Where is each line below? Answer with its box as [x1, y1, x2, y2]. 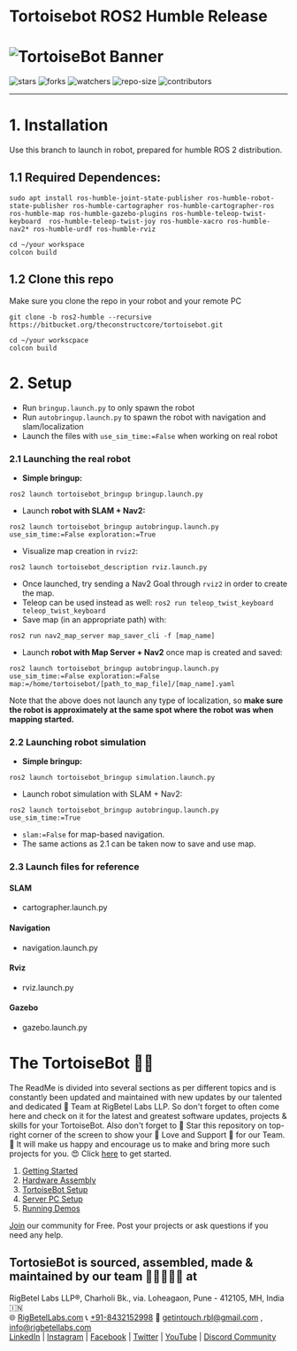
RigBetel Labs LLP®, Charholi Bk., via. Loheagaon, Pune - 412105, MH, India [9, 1293, 285, 1303]
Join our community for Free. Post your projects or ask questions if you [9, 1220, 269, 1231]
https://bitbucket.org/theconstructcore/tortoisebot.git [9, 320, 224, 329]
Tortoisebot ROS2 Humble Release [9, 6, 268, 27]
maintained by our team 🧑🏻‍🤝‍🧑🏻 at [9, 1269, 197, 1285]
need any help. [9, 1229, 64, 1240]
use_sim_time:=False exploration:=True [9, 529, 156, 539]
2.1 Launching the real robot [9, 452, 131, 465]
